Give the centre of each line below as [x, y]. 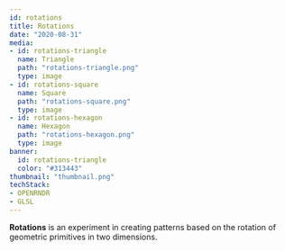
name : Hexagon [44, 127]
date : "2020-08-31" [46, 34]
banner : [24, 151]
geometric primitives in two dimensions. [83, 237]
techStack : [30, 185]
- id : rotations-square [54, 85]
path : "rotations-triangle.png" [78, 68]
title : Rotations [42, 26]
